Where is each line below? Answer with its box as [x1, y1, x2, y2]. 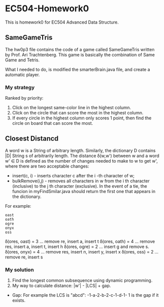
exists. [12, 298, 25, 304]
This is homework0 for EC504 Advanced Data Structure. [5, 19, 119, 25]
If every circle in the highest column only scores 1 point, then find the [12, 115, 152, 121]
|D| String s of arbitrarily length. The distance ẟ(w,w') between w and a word [5, 153, 160, 159]
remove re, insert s [5, 254, 43, 260]
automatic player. [5, 72, 40, 78]
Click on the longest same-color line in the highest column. [12, 105, 131, 111]
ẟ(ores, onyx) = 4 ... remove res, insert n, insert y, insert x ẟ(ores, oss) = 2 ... [5, 249, 159, 254]
